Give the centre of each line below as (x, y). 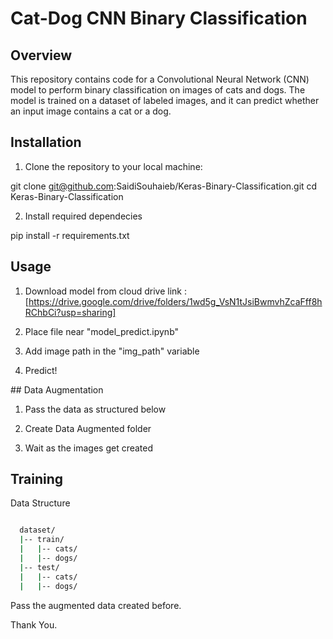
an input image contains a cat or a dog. (91, 111)
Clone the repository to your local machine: (113, 166)
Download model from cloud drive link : (105, 291)
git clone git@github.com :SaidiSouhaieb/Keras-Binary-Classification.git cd (164, 186)
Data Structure (40, 503)
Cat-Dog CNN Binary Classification (159, 18)
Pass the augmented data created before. (96, 605)
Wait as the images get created (89, 448)
